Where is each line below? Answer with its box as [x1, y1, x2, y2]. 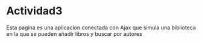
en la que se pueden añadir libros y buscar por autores [6, 30, 143, 37]
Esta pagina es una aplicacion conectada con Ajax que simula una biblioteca [6, 24, 196, 31]
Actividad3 [6, 4, 63, 18]
